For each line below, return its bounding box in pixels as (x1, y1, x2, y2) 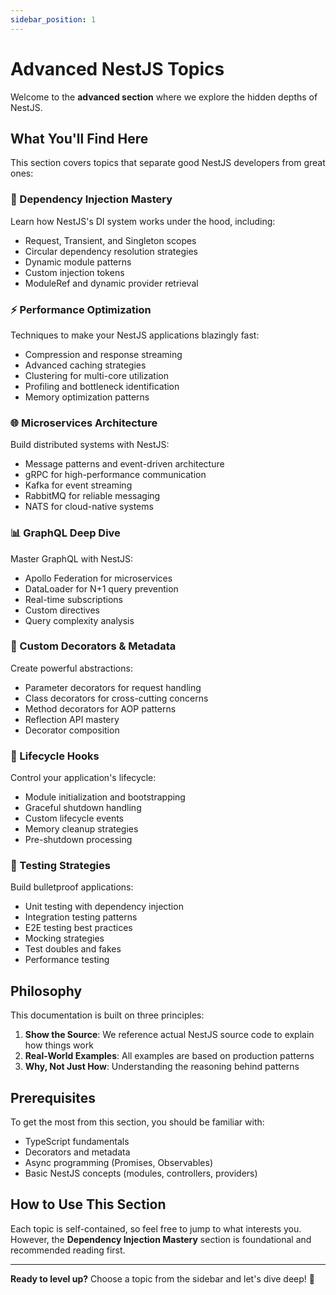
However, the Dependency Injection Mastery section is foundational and (10, 1233, 312, 1245)
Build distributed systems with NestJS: (10, 439, 170, 451)
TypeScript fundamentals (24, 1136, 130, 1148)
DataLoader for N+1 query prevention (24, 582, 179, 595)
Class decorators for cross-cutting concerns (24, 692, 209, 704)
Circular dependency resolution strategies (24, 245, 198, 257)
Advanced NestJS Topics (10, 57, 225, 80)
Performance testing (24, 954, 110, 966)
